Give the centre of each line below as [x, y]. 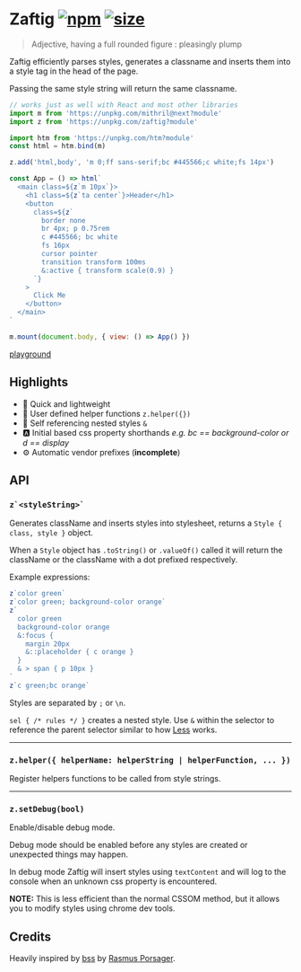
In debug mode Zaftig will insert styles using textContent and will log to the [148, 872]
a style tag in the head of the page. [74, 71]
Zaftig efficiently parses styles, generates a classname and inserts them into [150, 61]
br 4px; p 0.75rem [76, 229]
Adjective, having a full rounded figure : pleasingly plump [137, 44]
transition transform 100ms [94, 262]
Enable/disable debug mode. [62, 827]
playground [30, 354]
